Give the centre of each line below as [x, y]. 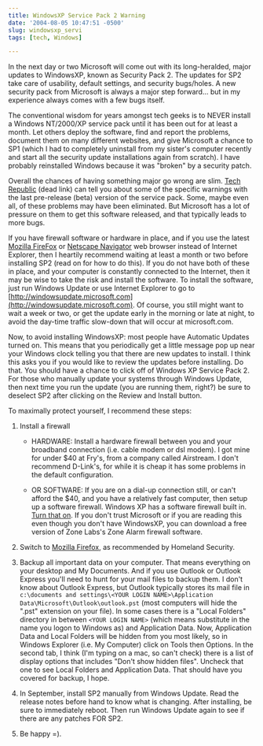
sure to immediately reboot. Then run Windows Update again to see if [132, 711]
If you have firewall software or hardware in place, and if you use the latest [129, 238]
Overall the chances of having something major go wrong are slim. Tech [124, 181]
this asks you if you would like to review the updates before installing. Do [126, 362]
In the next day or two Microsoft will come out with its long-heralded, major [130, 67]
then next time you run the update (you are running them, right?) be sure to [130, 388]
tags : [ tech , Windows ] [45, 37]
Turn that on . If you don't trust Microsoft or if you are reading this [136, 515]
